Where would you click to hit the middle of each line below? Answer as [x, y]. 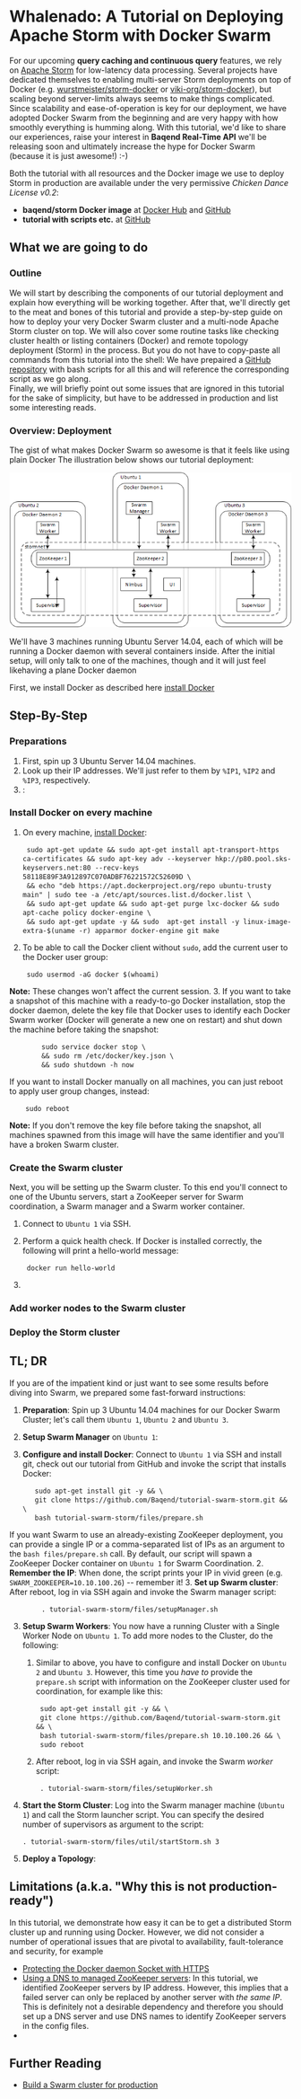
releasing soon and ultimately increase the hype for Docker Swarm [132, 146]
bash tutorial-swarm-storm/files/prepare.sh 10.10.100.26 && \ [160, 1735]
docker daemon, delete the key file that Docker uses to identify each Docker [150, 1010]
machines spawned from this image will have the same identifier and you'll [147, 1134]
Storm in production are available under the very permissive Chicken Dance [149, 182]
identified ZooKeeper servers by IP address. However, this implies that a [155, 1988]
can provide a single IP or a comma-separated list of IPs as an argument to [147, 1544]
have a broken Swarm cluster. [64, 1144]
